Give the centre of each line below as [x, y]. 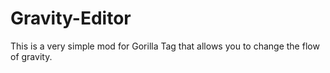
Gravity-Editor [71, 18]
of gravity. [31, 56]
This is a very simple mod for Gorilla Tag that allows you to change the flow [165, 46]
